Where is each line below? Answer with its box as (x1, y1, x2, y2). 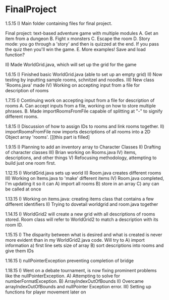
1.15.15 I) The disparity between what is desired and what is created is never (5, 232, 162, 238)
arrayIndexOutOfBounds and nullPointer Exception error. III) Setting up (5, 283, 151, 289)
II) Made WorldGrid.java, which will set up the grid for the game (5, 61, 137, 67)
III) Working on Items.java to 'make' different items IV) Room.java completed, (5, 175, 164, 181)
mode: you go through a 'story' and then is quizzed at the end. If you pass (5, 41, 159, 47)
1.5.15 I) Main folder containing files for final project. (5, 20, 112, 26)
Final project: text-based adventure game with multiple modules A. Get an (5, 30, 159, 36)
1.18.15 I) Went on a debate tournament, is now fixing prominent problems (5, 267, 157, 273)
